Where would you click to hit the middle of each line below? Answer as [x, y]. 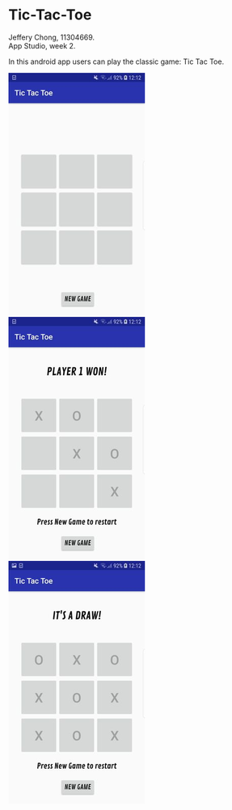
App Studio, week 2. [42, 45]
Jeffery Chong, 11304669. [52, 37]
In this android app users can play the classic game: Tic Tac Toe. [116, 61]
